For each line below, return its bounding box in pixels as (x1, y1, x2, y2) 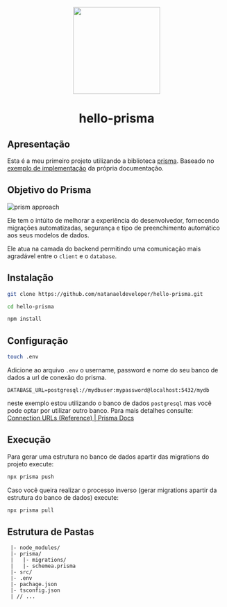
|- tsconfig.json (10, 587, 60, 594)
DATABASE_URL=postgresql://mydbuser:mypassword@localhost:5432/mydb (7, 386, 210, 393)
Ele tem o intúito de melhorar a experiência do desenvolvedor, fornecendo (7, 216, 219, 224)
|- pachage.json (10, 581, 58, 588)
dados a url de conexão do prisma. (7, 373, 107, 381)
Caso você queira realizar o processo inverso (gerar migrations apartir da (7, 486, 217, 494)
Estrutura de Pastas (7, 526, 94, 537)
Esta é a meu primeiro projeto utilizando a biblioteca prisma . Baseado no (7, 157, 215, 165)
